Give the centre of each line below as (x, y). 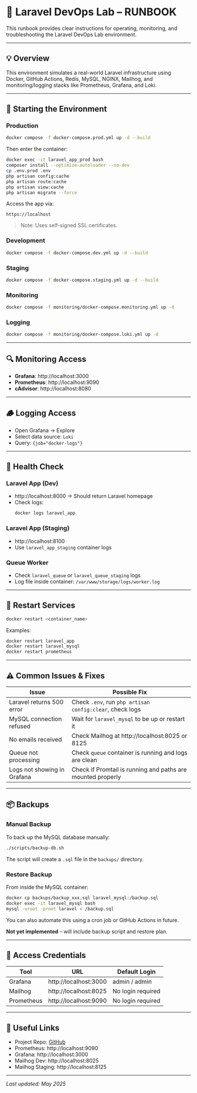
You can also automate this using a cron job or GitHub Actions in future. (93, 920)
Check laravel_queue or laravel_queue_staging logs (77, 575)
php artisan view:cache (35, 187)
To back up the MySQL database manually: (58, 837)
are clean (84, 760)
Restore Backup (29, 874)
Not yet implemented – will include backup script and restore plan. (87, 931)
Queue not (23, 753)
